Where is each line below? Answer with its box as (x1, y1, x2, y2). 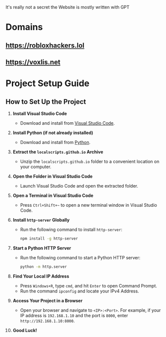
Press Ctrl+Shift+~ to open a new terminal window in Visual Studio (20, 202, 157, 208)
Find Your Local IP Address (12, 273, 70, 279)
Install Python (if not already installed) (12, 130, 93, 136)
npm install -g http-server (20, 236, 78, 241)
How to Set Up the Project (5, 97, 86, 106)
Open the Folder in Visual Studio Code (12, 173, 93, 179)
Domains (5, 22, 43, 33)
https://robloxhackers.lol (5, 41, 84, 49)
